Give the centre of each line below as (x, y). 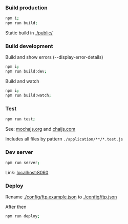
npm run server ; (23, 163)
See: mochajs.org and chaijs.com (40, 129)
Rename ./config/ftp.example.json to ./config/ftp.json (61, 197)
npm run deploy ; (23, 216)
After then (16, 207)
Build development (29, 46)
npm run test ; (20, 119)
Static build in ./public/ (29, 33)
